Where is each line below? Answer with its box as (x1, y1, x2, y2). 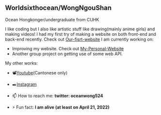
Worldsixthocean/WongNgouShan (5, 4, 112, 12)
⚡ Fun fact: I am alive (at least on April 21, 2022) (12, 104, 110, 110)
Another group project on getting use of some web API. (12, 51, 123, 57)
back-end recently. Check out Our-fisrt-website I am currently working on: (5, 36, 154, 42)
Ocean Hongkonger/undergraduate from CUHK (5, 16, 99, 22)
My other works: (5, 60, 38, 66)
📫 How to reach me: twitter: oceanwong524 (12, 93, 103, 99)
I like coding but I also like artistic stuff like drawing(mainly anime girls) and (5, 26, 155, 32)
